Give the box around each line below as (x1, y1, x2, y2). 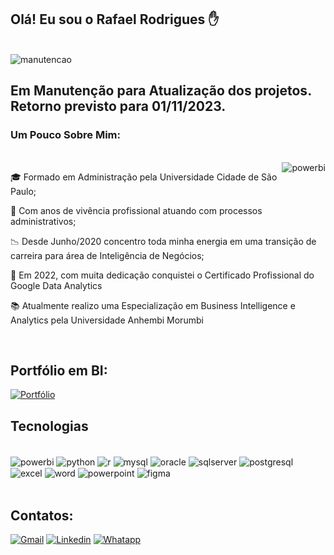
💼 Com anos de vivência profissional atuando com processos (10, 204, 263, 216)
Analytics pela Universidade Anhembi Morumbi (10, 314, 204, 326)
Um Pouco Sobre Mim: (10, 128, 121, 142)
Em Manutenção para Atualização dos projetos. (10, 82, 312, 100)
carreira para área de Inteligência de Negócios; (10, 249, 205, 261)
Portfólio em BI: (10, 362, 108, 379)
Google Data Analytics (10, 279, 103, 291)
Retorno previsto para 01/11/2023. (10, 98, 227, 115)
